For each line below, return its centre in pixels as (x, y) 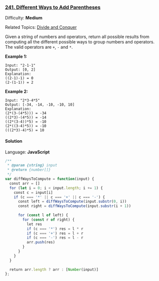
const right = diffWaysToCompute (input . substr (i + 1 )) (74, 206)
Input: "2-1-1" (20, 66)
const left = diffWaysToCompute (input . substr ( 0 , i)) (72, 202)
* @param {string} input (32, 165)
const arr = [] (25, 183)
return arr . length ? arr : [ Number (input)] (54, 269)
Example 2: (16, 92)
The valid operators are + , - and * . (39, 47)
